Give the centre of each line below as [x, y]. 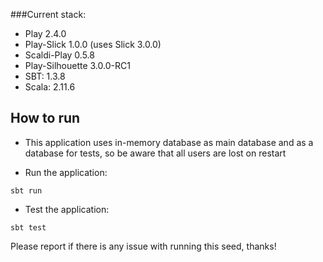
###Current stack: [48, 14]
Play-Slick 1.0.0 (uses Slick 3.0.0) [93, 44]
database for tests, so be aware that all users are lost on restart [155, 153]
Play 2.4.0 [45, 33]
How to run [45, 118]
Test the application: [67, 209]
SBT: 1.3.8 [45, 76]
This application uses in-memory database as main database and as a [169, 142]
